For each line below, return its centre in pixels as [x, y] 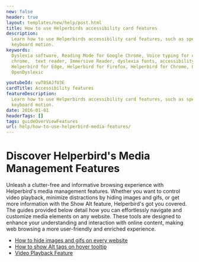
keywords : [18, 50]
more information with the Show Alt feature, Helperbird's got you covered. [97, 204]
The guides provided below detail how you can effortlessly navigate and [94, 210]
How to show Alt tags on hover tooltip [61, 247]
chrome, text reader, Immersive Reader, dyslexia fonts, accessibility [103, 61]
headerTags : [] [25, 116]
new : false [20, 12]
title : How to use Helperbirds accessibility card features [82, 28]
